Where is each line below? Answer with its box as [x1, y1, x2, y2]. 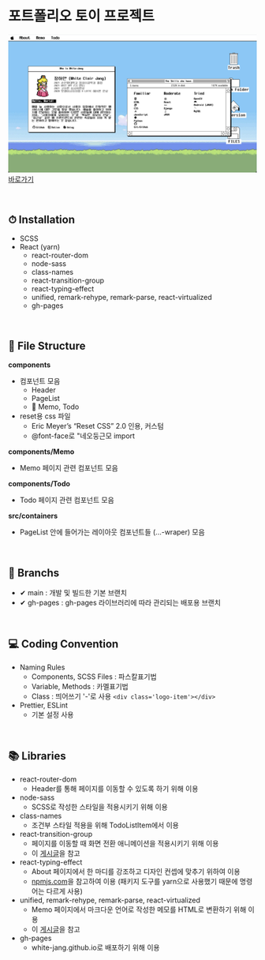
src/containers [8, 511, 58, 521]
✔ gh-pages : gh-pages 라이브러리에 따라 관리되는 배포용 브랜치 [19, 598, 221, 607]
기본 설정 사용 [31, 710, 74, 719]
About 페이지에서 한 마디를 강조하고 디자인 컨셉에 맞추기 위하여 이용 [31, 866, 241, 876]
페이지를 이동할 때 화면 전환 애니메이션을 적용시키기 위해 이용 [31, 838, 219, 848]
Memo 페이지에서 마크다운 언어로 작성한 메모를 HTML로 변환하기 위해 [31, 905, 247, 914]
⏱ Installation [8, 212, 75, 226]
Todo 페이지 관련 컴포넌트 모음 [19, 495, 114, 505]
